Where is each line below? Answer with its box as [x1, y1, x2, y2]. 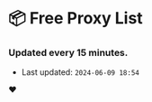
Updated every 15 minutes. [8, 47, 129, 60]
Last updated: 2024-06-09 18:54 [21, 67, 140, 78]
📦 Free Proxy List [8, 8, 143, 29]
